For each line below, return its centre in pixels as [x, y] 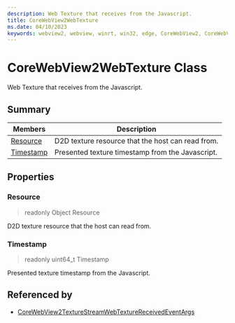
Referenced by [40, 295]
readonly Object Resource [62, 212]
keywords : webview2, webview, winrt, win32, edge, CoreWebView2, [104, 33]
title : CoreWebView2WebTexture [53, 20]
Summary [29, 109]
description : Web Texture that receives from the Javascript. [100, 14]
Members [29, 129]
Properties [31, 177]
